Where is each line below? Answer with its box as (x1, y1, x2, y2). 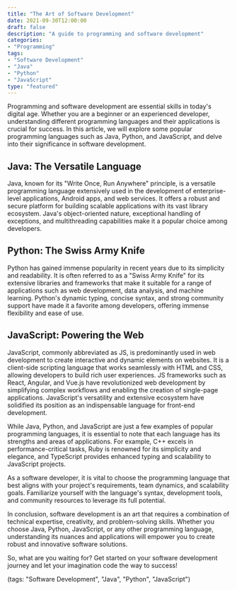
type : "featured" (7, 83, 59, 90)
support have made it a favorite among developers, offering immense (7, 301, 209, 310)
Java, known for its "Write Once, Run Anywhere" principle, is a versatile (7, 179, 216, 188)
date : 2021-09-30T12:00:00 (7, 17, 87, 24)
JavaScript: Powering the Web (7, 329, 144, 341)
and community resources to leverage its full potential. (7, 496, 166, 504)
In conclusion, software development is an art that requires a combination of (7, 509, 230, 518)
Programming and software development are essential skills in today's (7, 102, 212, 110)
